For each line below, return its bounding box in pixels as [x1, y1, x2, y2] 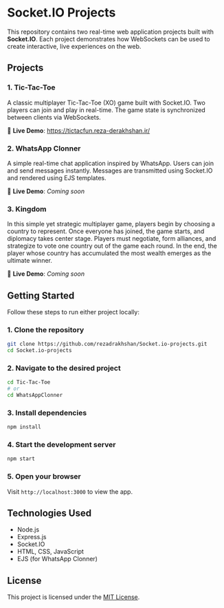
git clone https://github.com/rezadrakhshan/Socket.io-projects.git [7, 340, 208, 348]
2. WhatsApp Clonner [7, 143, 81, 153]
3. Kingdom [7, 204, 47, 214]
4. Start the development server [7, 440, 116, 450]
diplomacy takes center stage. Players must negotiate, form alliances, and [7, 235, 216, 243]
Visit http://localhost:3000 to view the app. [7, 487, 133, 496]
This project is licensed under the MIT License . [7, 593, 140, 601]
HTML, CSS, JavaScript [16, 547, 85, 556]
